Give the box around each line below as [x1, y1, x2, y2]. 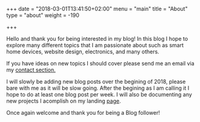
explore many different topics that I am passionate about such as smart [6, 42, 184, 49]
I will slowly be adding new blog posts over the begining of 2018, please [6, 78, 186, 85]
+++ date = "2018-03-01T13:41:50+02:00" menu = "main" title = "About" [6, 5, 188, 12]
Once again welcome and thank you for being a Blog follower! [6, 109, 161, 116]
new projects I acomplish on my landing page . [6, 97, 121, 104]
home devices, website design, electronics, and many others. [6, 48, 159, 55]
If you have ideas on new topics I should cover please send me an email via [6, 60, 195, 67]
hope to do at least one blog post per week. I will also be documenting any [6, 91, 192, 98]
